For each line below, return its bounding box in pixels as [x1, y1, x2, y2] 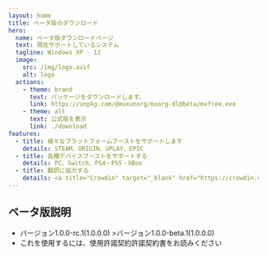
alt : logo [22, 71, 56, 79]
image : [15, 56, 37, 64]
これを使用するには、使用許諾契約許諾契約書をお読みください [19, 238, 222, 247]
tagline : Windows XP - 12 [15, 48, 102, 56]
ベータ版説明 [8, 206, 72, 219]
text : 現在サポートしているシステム [15, 41, 120, 49]
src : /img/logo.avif [22, 64, 91, 71]
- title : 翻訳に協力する [15, 167, 90, 175]
